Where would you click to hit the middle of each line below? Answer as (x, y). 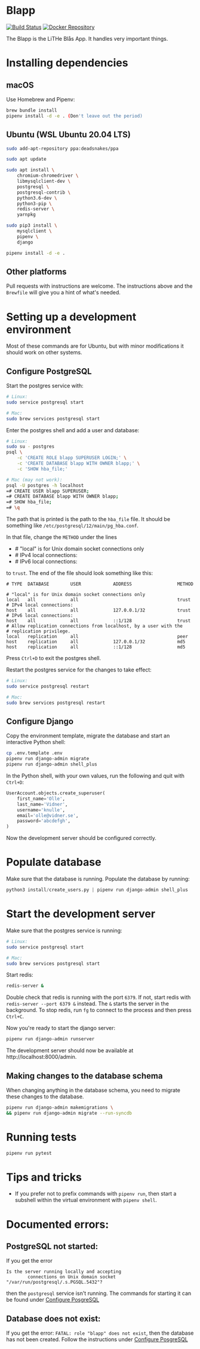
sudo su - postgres (30, 447)
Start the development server (81, 914)
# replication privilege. (38, 631)
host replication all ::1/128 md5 (96, 647)
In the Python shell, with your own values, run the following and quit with (96, 776)
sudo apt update (26, 159)
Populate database (54, 862)
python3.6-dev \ (37, 198)
